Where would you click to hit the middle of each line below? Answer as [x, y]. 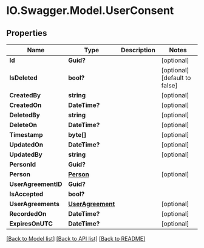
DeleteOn [23, 125]
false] [169, 85]
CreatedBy [25, 95]
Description [138, 50]
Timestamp [26, 135]
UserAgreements [34, 204]
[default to [176, 78]
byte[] [77, 135]
